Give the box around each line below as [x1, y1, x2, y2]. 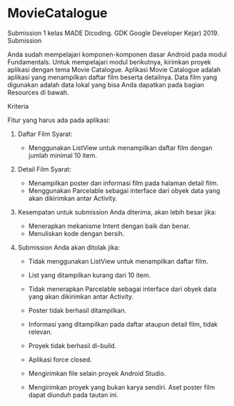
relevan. [28, 327, 53, 336]
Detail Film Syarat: [17, 164, 71, 173]
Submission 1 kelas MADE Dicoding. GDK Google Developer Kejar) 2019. [7, 29, 220, 37]
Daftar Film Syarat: [17, 129, 73, 138]
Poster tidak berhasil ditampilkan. [28, 306, 127, 315]
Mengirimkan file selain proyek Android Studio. [28, 369, 166, 377]
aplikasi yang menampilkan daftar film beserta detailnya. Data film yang [7, 73, 218, 81]
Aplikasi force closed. [28, 355, 93, 364]
